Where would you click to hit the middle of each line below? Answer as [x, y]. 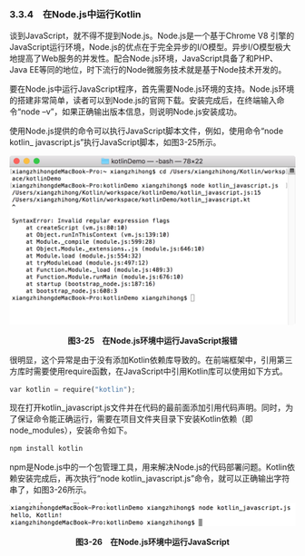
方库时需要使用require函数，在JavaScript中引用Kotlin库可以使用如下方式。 [148, 371]
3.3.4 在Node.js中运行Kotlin [75, 14]
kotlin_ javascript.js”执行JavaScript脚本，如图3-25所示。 [115, 142]
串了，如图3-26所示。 [50, 490]
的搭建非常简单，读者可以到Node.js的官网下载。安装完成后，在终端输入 [143, 101]
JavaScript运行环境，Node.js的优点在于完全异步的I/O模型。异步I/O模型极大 [150, 47]
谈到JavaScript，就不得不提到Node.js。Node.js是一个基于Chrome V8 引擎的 [152, 36]
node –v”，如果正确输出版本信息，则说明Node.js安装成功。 [132, 112]
